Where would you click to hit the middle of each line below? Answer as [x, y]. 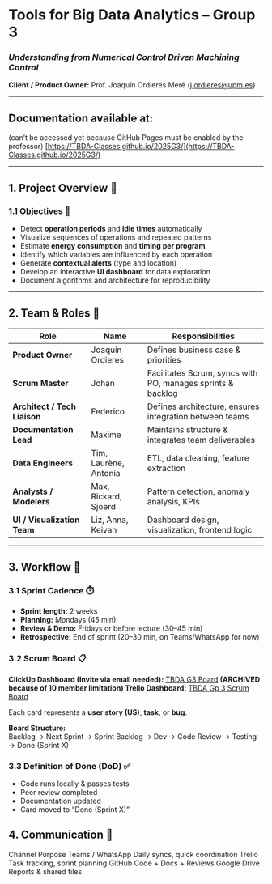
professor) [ [28, 147]
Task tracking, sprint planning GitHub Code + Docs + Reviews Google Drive [134, 863]
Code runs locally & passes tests [74, 784]
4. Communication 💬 [61, 835]
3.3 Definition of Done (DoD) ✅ [70, 766]
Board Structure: [37, 728]
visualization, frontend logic [200, 529]
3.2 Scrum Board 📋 [48, 659]
